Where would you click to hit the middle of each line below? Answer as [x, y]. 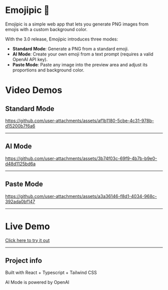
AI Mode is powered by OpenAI [37, 282]
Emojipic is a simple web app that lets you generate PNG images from [77, 24]
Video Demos [34, 90]
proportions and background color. [48, 70]
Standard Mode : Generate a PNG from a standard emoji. [70, 48]
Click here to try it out [27, 240]
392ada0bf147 [20, 201]
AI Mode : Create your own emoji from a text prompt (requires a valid [83, 54]
